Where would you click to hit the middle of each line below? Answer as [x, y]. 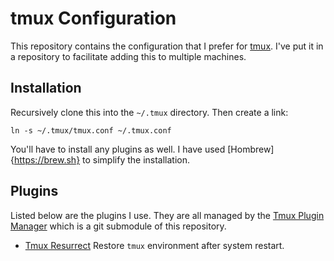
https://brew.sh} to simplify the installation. [102, 159]
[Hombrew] [251, 149]
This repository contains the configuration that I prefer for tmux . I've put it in [167, 46]
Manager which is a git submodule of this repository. [118, 226]
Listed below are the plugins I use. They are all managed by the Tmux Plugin [167, 215]
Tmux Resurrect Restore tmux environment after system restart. [154, 245]
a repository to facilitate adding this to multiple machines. [128, 56]
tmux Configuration [93, 18]
